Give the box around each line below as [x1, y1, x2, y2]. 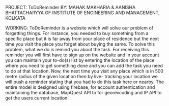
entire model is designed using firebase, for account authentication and [5, 84, 155, 90]
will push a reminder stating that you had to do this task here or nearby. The [5, 79, 164, 85]
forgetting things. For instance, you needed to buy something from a [5, 30, 149, 36]
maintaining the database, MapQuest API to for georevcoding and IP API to [5, 90, 162, 95]
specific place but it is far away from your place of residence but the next [5, 36, 159, 42]
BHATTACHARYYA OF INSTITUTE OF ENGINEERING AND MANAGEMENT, [5, 10, 160, 16]
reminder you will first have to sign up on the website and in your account [5, 52, 159, 58]
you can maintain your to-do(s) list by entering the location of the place [5, 57, 155, 63]
